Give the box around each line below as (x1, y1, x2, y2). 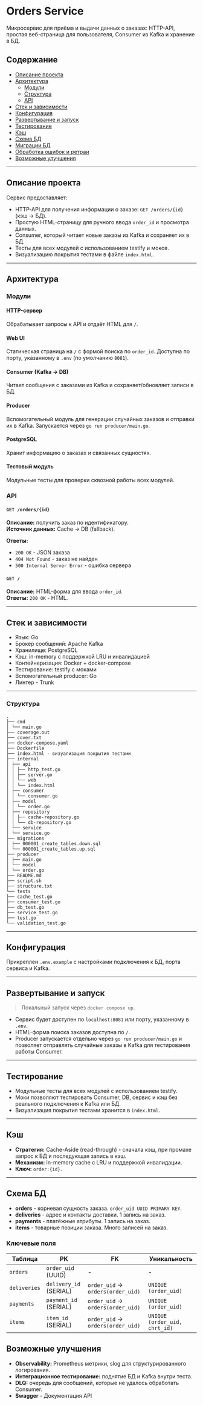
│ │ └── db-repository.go (6, 819, 71, 825)
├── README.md (6, 872, 42, 879)
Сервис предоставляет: (6, 194, 68, 201)
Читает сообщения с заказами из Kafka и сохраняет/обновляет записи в (6, 382, 194, 389)
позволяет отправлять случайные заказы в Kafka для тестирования (14, 1041, 190, 1049)
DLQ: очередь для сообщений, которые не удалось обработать (14, 1379, 179, 1386)
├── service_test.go (6, 909, 59, 915)
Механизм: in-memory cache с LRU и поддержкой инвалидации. (14, 1158, 182, 1166)
